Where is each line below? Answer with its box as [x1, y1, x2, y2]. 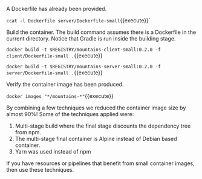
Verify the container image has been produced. [6, 81, 124, 88]
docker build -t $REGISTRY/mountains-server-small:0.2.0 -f [6, 63, 161, 70]
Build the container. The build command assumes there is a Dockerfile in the [6, 28, 197, 36]
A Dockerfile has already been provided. [6, 5, 107, 12]
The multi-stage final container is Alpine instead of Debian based [15, 135, 177, 142]
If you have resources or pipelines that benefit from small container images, [6, 160, 195, 167]
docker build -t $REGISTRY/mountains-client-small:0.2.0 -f [6, 47, 161, 53]
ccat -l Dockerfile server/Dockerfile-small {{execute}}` [6, 17, 151, 24]
